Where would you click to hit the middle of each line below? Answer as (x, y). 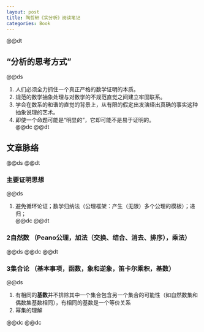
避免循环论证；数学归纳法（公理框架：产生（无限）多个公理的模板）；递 (105, 206)
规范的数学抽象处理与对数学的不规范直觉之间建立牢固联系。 (90, 97)
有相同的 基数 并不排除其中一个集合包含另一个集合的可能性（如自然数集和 (106, 295)
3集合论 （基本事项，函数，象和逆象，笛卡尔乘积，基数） (91, 268)
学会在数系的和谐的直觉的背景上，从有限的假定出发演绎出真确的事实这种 (106, 105)
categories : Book (28, 23)
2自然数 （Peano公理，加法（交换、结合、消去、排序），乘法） (99, 238)
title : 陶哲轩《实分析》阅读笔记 (43, 18)
